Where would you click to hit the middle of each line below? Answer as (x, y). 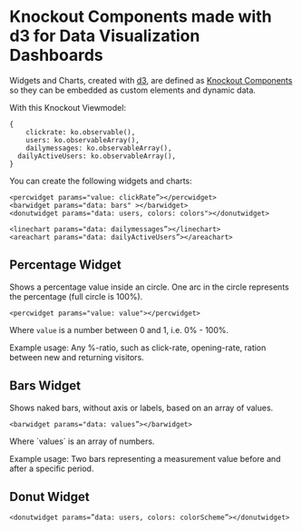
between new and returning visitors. (77, 357)
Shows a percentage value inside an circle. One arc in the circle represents (149, 287)
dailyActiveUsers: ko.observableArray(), (97, 156)
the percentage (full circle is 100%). (76, 296)
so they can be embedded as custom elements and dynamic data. (133, 90)
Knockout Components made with (141, 17)
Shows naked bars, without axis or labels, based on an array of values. (141, 408)
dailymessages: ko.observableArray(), (99, 148)
